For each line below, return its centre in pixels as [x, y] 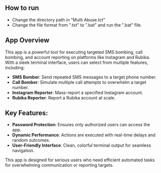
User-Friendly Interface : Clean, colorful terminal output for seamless [81, 145]
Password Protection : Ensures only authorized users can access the [81, 125]
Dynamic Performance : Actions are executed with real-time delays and [84, 135]
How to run [22, 8]
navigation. [23, 151]
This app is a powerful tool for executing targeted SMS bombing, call [74, 52]
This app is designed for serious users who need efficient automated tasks [80, 160]
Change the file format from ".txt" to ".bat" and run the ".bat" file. [77, 25]
